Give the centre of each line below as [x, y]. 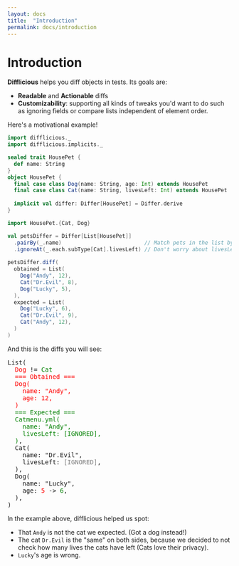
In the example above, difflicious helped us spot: [78, 518]
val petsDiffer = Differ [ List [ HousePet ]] [70, 236]
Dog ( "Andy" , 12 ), [46, 276]
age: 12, [38, 398]
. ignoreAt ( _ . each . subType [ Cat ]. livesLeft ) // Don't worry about [111, 249]
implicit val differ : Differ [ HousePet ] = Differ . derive [98, 204]
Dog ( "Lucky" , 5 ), [46, 289]
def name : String [39, 164]
